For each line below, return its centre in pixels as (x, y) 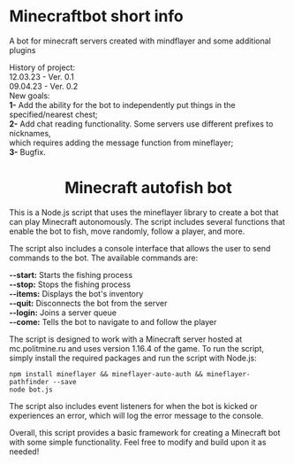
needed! (24, 451)
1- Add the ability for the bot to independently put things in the (122, 104)
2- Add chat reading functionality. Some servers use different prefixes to (141, 124)
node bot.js (31, 390)
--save (64, 382)
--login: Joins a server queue (63, 313)
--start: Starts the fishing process (71, 275)
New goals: (30, 96)
